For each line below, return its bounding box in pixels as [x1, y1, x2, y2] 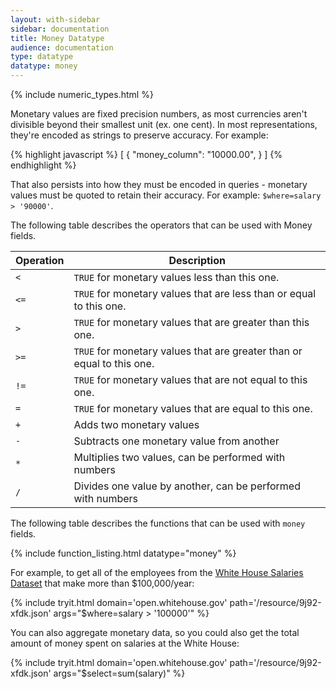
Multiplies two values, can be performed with [73, 451, 286, 464]
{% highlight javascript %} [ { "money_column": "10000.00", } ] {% [10, 149, 283, 160]
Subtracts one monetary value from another [73, 434, 280, 448]
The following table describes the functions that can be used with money [10, 517, 306, 529]
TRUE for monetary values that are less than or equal [73, 287, 317, 300]
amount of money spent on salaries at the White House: [10, 637, 240, 649]
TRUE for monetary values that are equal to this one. [73, 402, 313, 415]
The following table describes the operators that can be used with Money [10, 219, 313, 231]
